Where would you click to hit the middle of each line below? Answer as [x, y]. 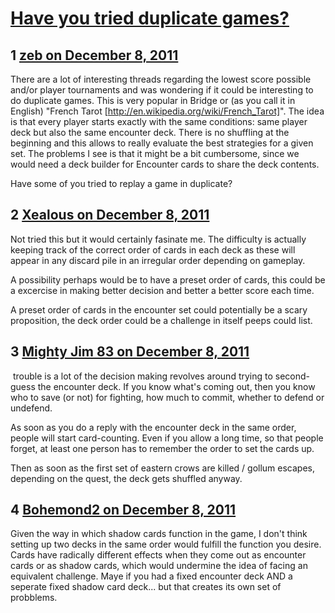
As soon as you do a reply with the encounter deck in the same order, [153, 427]
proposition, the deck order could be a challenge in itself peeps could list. [161, 320]
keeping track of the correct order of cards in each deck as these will [153, 249]
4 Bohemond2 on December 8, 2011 [123, 510]
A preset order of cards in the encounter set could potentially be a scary [159, 309]
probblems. [34, 598]
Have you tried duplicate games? [150, 18]
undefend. [31, 408]
